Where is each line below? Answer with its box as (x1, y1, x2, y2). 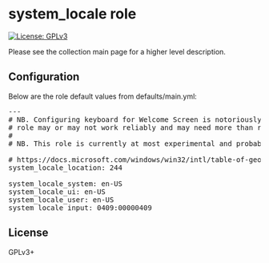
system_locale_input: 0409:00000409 (8, 203, 152, 212)
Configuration (8, 70, 80, 84)
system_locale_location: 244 (8, 163, 122, 172)
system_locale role (8, 5, 137, 23)
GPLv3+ (8, 247, 35, 257)
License (8, 226, 49, 240)
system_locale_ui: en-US (8, 187, 106, 196)
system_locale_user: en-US (8, 195, 114, 204)
